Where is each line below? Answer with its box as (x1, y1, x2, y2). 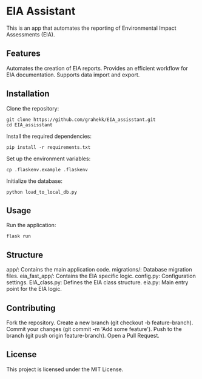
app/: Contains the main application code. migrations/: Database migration (6, 266, 192, 273)
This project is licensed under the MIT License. (6, 366, 124, 373)
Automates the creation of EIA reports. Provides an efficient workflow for (6, 64, 188, 72)
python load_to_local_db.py (6, 189, 78, 195)
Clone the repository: (6, 104, 59, 112)
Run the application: (6, 222, 56, 229)
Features (6, 49, 41, 59)
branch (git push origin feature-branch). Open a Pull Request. (6, 332, 160, 339)
